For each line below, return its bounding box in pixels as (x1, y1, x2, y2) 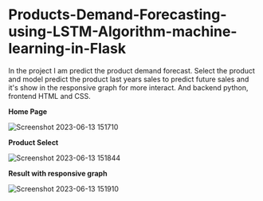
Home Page (8, 106, 48, 116)
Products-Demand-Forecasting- (8, 6, 227, 24)
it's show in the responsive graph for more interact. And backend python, (8, 82, 249, 93)
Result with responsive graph (8, 168, 108, 178)
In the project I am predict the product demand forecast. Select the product (8, 65, 255, 75)
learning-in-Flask (8, 40, 126, 57)
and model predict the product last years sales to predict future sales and (8, 74, 249, 84)
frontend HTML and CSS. (8, 91, 92, 100)
